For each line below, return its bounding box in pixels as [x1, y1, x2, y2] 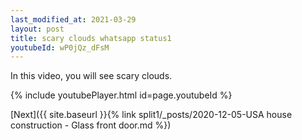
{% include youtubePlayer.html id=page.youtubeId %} [10, 89, 233, 101]
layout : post [10, 24, 65, 34]
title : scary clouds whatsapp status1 [10, 33, 172, 43]
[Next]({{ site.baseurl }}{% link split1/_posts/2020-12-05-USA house [10, 109, 293, 121]
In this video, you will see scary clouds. [10, 70, 173, 82]
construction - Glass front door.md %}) [10, 119, 172, 131]
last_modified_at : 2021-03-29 [10, 14, 137, 25]
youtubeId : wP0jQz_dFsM [10, 42, 110, 53]
